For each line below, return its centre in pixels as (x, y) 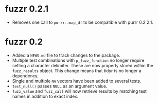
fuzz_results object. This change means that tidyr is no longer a (77, 71)
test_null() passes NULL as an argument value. (60, 86)
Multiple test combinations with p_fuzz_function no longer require (78, 60)
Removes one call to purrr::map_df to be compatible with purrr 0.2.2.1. (83, 22)
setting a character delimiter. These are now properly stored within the (83, 65)
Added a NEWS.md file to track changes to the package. (66, 55)
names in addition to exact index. (45, 96)
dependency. (25, 75)
